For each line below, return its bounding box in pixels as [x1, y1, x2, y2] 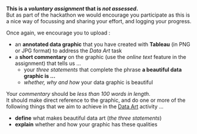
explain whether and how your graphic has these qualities [14, 121, 158, 127]
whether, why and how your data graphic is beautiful [23, 79, 154, 86]
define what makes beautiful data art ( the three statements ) [14, 114, 162, 121]
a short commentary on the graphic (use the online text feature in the [14, 54, 186, 60]
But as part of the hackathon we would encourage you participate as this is [6, 11, 190, 18]
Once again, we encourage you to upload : [6, 29, 111, 36]
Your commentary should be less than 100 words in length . [6, 91, 151, 97]
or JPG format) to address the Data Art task [14, 47, 122, 54]
